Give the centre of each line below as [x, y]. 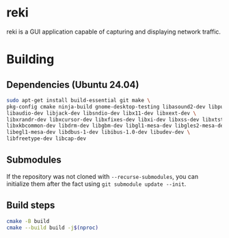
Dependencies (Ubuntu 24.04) [73, 85]
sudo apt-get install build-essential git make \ [79, 100]
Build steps [31, 205]
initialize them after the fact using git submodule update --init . [96, 184]
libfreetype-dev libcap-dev [46, 139]
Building [30, 59]
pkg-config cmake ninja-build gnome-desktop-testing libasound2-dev [106, 107]
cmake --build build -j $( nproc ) [52, 228]
